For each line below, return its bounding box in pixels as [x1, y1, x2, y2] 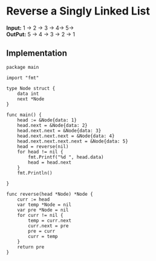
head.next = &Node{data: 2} [17, 122, 88, 128]
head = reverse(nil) [17, 143, 69, 149]
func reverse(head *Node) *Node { [6, 191, 94, 197]
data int [17, 91, 39, 97]
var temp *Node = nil [17, 201, 71, 208]
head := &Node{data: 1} [17, 117, 77, 123]
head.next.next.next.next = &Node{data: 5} [17, 138, 129, 144]
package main [6, 64, 39, 70]
